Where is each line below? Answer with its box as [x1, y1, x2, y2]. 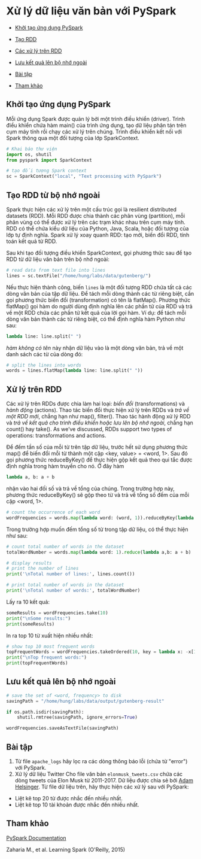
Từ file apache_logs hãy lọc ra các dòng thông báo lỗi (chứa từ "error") [14, 758, 188, 764]
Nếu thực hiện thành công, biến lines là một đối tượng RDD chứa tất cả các [6, 283, 193, 291]
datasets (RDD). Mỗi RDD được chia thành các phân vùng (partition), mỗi [6, 212, 185, 219]
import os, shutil [6, 151, 52, 157]
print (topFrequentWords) [6, 660, 68, 666]
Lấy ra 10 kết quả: [6, 598, 50, 605]
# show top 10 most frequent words [6, 644, 95, 649]
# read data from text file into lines [6, 267, 106, 273]
